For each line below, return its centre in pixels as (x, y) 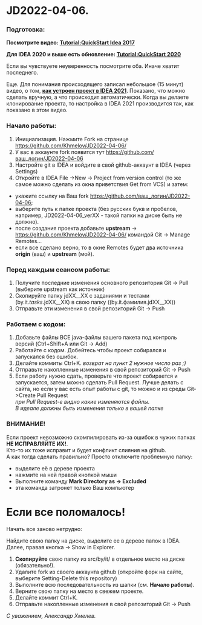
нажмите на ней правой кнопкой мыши (66, 475)
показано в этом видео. (37, 110)
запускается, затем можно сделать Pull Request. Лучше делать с (99, 383)
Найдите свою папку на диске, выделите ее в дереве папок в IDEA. (93, 541)
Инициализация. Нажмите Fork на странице (72, 139)
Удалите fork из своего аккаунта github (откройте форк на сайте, (99, 572)
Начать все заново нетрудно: (44, 529)
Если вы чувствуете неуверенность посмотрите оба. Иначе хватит (93, 66)
